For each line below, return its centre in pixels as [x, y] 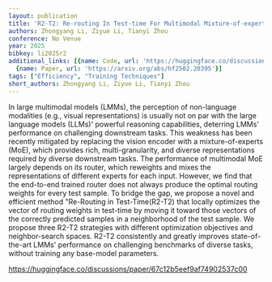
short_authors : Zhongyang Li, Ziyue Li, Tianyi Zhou [99, 83]
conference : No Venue [45, 38]
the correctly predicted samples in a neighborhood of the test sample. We [132, 219]
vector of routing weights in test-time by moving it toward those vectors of [132, 210]
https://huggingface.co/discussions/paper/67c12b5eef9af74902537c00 [128, 269]
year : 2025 [27, 46]
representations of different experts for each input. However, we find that [130, 176]
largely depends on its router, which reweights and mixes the [110, 167]
